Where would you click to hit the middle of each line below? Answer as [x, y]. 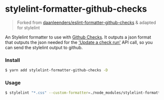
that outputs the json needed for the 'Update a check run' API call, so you [79, 42]
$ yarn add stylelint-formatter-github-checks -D [57, 70]
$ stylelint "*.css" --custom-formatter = [48, 93]
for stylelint [28, 27]
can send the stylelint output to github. [44, 47]
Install [13, 60]
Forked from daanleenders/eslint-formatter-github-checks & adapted [86, 22]
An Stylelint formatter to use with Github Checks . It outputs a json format [78, 37]
